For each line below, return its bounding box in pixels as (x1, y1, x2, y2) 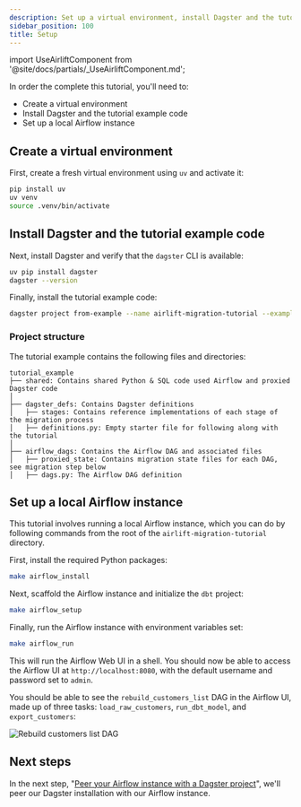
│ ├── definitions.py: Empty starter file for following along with (9, 423, 279, 432)
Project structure (9, 331, 85, 343)
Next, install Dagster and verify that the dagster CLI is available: (9, 250, 245, 261)
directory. (9, 537, 45, 548)
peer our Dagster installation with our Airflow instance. (9, 787, 211, 798)
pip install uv (9, 185, 66, 194)
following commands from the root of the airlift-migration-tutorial (9, 528, 267, 539)
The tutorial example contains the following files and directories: (9, 351, 246, 361)
